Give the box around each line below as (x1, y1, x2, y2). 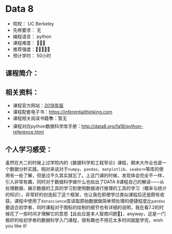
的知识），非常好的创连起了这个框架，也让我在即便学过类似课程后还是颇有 (5, 191, 160, 197)
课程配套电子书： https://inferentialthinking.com (12, 109, 113, 115)
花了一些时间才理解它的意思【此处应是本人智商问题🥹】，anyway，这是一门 (9, 210, 166, 217)
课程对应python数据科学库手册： (12, 123, 82, 129)
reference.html (12, 129, 45, 135)
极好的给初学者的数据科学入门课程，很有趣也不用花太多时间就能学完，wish (5, 217, 163, 223)
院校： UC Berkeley (12, 20, 54, 27)
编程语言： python (12, 33, 52, 39)
